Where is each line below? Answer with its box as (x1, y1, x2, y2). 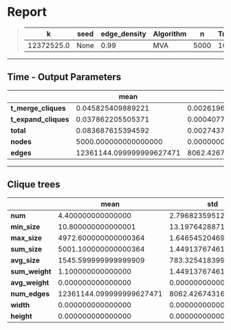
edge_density (100, 29, 146, 38)
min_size (10, 221, 41, 231)
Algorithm (153, 29, 187, 38)
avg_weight (10, 278, 49, 287)
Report (7, 4, 47, 20)
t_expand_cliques (10, 114, 70, 124)
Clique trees (7, 179, 60, 190)
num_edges (10, 289, 50, 298)
